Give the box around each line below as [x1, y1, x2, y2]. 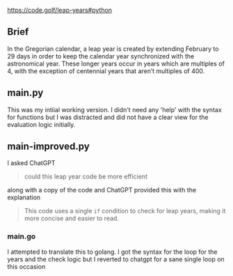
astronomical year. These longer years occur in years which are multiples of [7, 59, 225, 68]
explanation [7, 193, 41, 201]
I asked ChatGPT [7, 159, 56, 167]
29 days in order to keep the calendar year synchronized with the [7, 52, 195, 60]
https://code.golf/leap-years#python [7, 6, 113, 14]
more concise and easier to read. [24, 214, 120, 222]
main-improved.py [7, 141, 90, 153]
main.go [7, 231, 36, 241]
